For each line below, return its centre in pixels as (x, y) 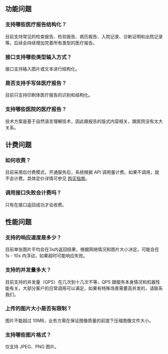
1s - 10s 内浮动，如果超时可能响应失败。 (46, 256)
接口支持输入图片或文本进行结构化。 (42, 69)
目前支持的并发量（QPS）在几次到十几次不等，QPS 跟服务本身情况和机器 (80, 282)
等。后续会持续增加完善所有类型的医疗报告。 (51, 43)
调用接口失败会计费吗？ (33, 193)
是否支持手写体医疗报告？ (36, 83)
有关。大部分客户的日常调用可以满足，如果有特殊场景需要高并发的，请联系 (86, 288)
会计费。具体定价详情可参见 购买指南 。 (49, 179)
